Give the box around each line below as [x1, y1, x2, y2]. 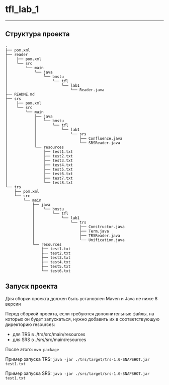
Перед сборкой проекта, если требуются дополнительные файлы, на [5, 310, 154, 316]
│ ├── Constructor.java [32, 224, 125, 229]
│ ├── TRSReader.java [32, 233, 121, 238]
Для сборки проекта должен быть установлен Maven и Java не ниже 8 [5, 295, 158, 301]
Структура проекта [5, 30, 70, 38]
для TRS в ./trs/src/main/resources [12, 331, 86, 337]
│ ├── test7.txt [5, 176, 73, 181]
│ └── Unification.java [32, 237, 125, 243]
